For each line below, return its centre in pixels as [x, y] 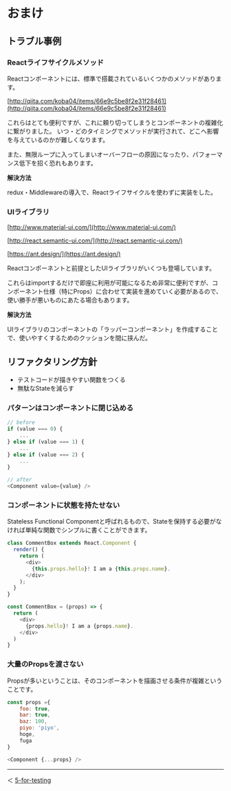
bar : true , [35, 715]
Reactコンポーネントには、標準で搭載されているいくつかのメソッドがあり [112, 79]
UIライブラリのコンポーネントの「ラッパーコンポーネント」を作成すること [113, 329]
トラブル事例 [34, 41]
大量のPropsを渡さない [45, 664]
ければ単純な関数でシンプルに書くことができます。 [79, 530]
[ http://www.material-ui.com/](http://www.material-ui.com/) [92, 227]
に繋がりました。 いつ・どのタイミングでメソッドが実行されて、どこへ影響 [113, 131]
